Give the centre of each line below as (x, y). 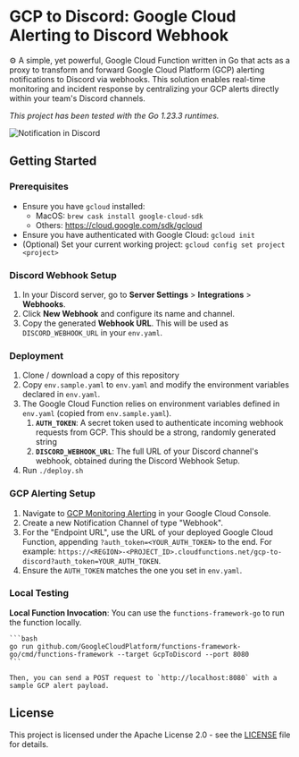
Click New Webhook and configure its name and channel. (128, 313)
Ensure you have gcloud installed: (83, 206)
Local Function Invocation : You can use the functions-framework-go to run (147, 612)
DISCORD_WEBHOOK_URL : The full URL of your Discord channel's (147, 451)
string (46, 442)
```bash (24, 638)
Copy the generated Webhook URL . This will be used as (125, 323)
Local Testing (39, 593)
